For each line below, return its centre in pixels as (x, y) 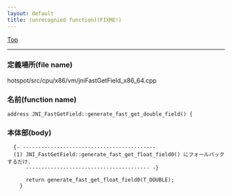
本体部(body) (29, 133)
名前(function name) (42, 99)
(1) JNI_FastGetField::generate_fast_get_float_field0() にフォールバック (119, 155)
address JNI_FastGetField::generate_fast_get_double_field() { (100, 114)
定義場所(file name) (40, 65)
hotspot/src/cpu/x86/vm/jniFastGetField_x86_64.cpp (82, 80)
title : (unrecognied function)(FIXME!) (65, 20)
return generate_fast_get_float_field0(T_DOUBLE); (100, 180)
